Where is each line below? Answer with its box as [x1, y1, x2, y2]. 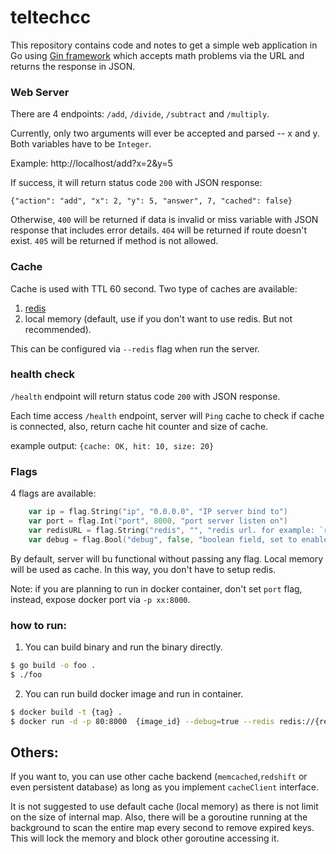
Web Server [10, 85, 70, 99]
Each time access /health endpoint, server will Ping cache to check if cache [10, 409, 325, 421]
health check [10, 367, 76, 381]
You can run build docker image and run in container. [24, 687, 244, 700]
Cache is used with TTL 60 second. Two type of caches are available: [10, 282, 298, 295]
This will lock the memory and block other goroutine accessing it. [10, 832, 280, 845]
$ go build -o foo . [10, 660, 97, 670]
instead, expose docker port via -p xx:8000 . [10, 593, 191, 605]
